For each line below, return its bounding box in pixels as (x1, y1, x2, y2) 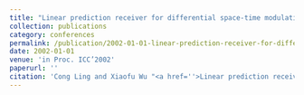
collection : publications (9, 22, 107, 31)
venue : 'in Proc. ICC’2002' (9, 55, 116, 64)
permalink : (9, 38, 51, 48)
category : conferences (9, 30, 95, 39)
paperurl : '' (9, 64, 59, 73)
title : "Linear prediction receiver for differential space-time (9, 13, 261, 23)
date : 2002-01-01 (9, 47, 75, 56)
